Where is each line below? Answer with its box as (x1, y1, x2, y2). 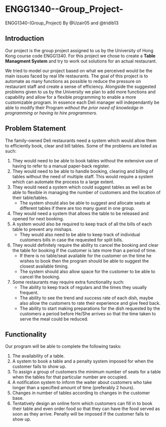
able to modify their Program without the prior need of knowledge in (5, 104, 144, 110)
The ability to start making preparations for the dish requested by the (19, 305, 161, 311)
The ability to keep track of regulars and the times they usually (19, 284, 147, 290)
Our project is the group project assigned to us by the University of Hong (5, 47, 154, 53)
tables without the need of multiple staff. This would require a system (12, 173, 154, 179)
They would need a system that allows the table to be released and (12, 210, 149, 216)
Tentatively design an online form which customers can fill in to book (12, 401, 153, 407)
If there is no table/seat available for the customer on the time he (19, 252, 152, 259)
